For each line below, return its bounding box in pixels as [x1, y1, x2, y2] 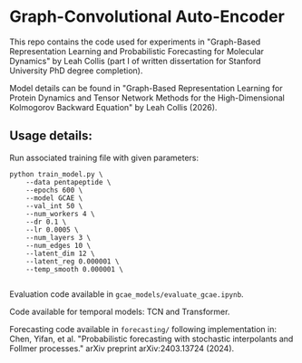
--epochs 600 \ [25, 186, 83, 195]
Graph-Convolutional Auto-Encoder [9, 6, 286, 27]
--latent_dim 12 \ [25, 249, 95, 258]
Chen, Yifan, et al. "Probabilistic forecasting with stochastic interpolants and [9, 333, 294, 344]
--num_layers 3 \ [25, 233, 92, 242]
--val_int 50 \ [25, 201, 83, 210]
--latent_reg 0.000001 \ [25, 256, 120, 266]
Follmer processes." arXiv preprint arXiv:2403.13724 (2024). [9, 342, 235, 354]
